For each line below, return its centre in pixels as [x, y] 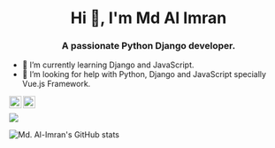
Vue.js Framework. [56, 84]
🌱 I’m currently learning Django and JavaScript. [108, 65]
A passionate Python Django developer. [149, 46]
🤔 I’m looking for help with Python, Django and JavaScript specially [144, 74]
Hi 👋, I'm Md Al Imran [149, 18]
